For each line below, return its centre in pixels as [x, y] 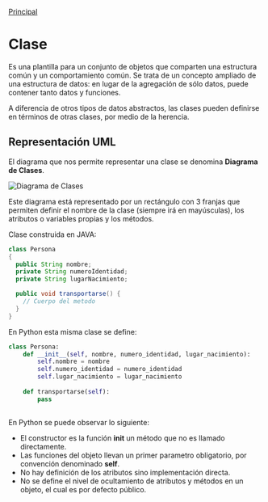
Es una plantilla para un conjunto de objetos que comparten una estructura [133, 66]
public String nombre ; [54, 264]
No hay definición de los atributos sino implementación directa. [125, 472]
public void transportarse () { [68, 294]
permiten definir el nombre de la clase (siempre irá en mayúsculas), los [126, 210]
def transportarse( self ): [67, 391]
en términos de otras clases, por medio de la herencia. [99, 116]
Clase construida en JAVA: [52, 234]
